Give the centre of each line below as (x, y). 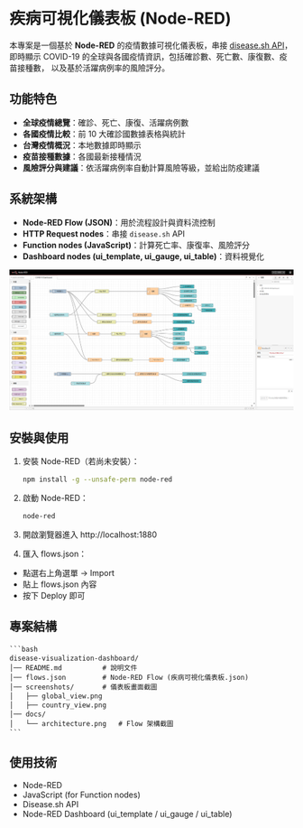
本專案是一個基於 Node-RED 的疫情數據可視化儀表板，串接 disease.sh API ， (151, 45)
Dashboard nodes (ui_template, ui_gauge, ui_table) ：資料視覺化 (143, 256)
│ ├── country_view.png (58, 705)
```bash (24, 649)
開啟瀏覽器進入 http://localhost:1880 (90, 535)
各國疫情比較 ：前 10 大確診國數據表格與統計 (104, 134)
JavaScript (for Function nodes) (82, 795)
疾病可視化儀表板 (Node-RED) (120, 19)
